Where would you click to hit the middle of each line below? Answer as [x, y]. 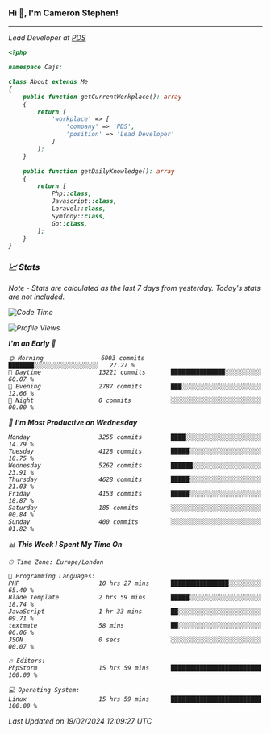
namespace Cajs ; [35, 68]
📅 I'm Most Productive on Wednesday [73, 422]
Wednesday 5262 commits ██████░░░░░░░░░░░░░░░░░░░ [135, 465]
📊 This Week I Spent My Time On [65, 544]
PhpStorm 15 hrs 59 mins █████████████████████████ [135, 668]
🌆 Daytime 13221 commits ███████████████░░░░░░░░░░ [135, 372]
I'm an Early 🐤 [32, 343]
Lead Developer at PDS [47, 38]
